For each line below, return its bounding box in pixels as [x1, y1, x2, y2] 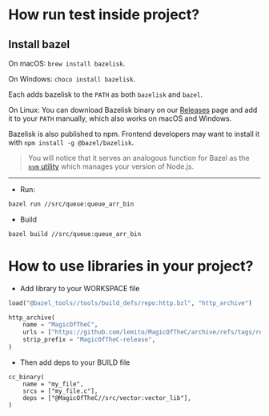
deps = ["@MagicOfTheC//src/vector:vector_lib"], [22, 394, 192, 402]
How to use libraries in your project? [8, 257, 254, 275]
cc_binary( [8, 373, 45, 381]
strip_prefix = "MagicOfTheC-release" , [22, 336, 156, 344]
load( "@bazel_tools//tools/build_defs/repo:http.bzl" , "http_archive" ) [8, 298, 252, 307]
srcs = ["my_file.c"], [22, 386, 98, 395]
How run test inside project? [8, 6, 200, 24]
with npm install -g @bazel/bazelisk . [8, 138, 134, 147]
